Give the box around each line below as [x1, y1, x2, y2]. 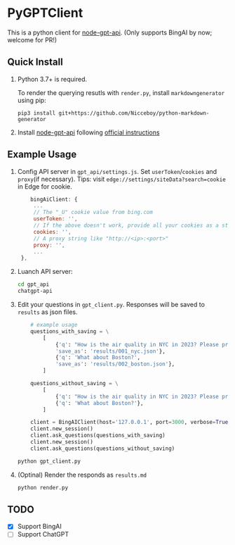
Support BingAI [17, 522, 62, 531]
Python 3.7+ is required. [17, 75, 88, 83]
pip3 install [17, 109, 56, 117]
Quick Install [7, 56, 63, 68]
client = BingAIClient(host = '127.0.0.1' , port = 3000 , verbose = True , [30, 419, 231, 426]
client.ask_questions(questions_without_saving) [30, 445, 175, 452]
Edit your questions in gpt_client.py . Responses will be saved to [17, 301, 206, 309]
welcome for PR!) [7, 35, 58, 44]
